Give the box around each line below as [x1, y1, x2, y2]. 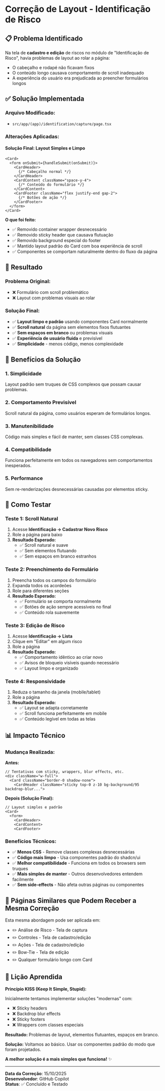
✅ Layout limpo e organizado [19, 665, 79, 671]
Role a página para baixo [12, 532, 63, 538]
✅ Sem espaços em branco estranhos [19, 553, 97, 559]
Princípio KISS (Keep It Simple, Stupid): [5, 986, 87, 992]
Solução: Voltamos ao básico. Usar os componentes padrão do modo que [5, 1041, 156, 1047]
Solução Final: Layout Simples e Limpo [5, 145, 85, 151]
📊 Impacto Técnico [5, 731, 65, 739]
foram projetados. [5, 1046, 41, 1052]
